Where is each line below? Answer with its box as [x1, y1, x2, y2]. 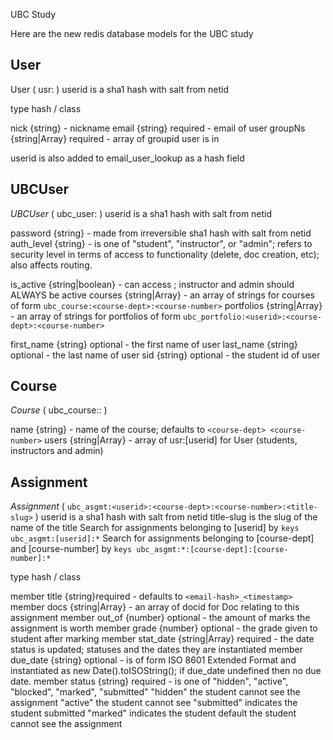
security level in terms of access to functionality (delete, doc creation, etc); [10, 248, 320, 260]
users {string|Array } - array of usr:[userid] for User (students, [44, 434, 298, 446]
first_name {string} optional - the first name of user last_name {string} [10, 338, 298, 350]
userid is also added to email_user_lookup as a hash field [10, 152, 245, 164]
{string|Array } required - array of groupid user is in [10, 132, 220, 144]
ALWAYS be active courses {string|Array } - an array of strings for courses [10, 289, 316, 301]
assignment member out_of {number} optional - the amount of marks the [10, 612, 311, 624]
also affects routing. [10, 259, 93, 271]
